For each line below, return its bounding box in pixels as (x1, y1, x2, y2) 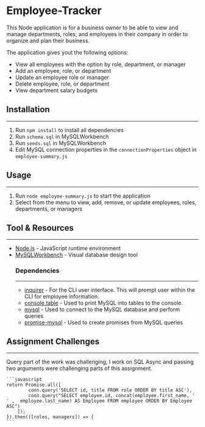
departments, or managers (15, 205, 82, 212)
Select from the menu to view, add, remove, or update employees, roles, (15, 198, 196, 206)
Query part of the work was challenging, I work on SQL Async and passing (6, 358, 194, 366)
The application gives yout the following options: (6, 48, 129, 56)
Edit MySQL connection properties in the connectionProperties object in (15, 146, 197, 153)
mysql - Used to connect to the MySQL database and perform (24, 305, 180, 313)
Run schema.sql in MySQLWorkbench (15, 133, 109, 140)
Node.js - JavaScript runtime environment (15, 245, 121, 252)
